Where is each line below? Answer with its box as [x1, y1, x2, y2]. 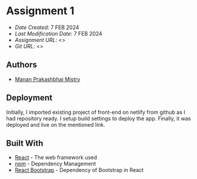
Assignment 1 [6, 4, 75, 18]
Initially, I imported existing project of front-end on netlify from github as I [6, 108, 186, 116]
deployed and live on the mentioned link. [6, 121, 106, 128]
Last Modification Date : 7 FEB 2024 [14, 30, 103, 37]
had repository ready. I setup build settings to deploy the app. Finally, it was [6, 114, 191, 122]
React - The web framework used [14, 154, 97, 161]
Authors [6, 60, 37, 70]
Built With [6, 138, 43, 148]
